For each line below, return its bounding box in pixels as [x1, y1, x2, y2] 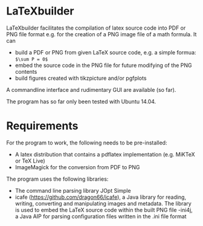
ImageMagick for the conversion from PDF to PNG [14, 163, 140, 170]
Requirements [6, 119, 79, 133]
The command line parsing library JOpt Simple [14, 187, 131, 194]
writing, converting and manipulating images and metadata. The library [14, 199, 192, 207]
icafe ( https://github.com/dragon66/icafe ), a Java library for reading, [14, 193, 186, 201]
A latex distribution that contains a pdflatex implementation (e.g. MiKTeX [14, 150, 195, 158]
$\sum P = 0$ [14, 56, 48, 62]
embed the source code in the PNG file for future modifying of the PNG [14, 62, 192, 69]
